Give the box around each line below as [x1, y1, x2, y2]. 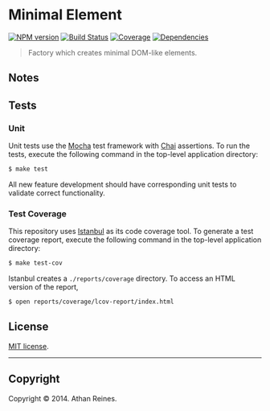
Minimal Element [8, 6, 122, 24]
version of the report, [8, 282, 79, 292]
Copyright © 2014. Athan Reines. [8, 393, 117, 403]
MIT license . [8, 341, 50, 351]
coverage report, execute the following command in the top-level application [8, 235, 262, 245]
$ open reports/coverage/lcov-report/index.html [8, 298, 174, 306]
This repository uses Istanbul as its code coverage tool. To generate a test [8, 227, 254, 236]
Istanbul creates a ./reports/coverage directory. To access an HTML [8, 273, 235, 283]
